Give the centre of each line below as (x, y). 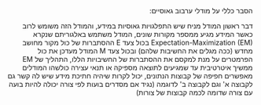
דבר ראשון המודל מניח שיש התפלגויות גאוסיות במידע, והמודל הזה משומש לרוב (138, 26)
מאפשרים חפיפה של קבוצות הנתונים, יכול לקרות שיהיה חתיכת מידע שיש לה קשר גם (130, 76)
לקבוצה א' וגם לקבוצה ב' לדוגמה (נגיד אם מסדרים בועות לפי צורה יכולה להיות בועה (130, 84)
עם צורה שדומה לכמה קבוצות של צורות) (194, 92)
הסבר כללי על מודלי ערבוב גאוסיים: (201, 11)
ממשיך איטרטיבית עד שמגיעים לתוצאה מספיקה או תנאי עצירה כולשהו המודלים (138, 67)
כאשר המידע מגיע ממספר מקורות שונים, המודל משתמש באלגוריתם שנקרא (143, 34)
